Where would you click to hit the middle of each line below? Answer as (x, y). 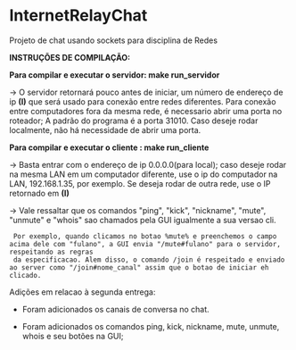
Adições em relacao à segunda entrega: (82, 292)
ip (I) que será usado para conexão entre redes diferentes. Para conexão (143, 101)
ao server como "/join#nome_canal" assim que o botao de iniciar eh (139, 267)
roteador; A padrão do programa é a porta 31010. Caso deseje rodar (134, 121)
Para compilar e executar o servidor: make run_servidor (115, 75)
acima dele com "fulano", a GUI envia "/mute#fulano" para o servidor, (145, 244)
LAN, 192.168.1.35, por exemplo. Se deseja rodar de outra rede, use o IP (140, 183)
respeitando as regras (51, 252)
